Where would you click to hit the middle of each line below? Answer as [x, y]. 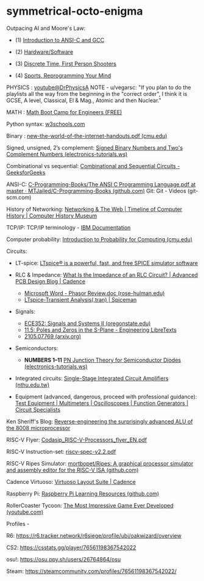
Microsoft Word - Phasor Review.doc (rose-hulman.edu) [94, 293]
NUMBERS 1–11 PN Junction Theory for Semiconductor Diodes [103, 360]
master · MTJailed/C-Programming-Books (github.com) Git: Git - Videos [97, 191]
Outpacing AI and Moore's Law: [46, 28]
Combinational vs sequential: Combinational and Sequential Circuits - [93, 166]
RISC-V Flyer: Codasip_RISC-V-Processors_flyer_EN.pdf [77, 440]
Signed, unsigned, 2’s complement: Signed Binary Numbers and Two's [95, 147]
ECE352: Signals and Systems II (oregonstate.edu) [87, 323]
